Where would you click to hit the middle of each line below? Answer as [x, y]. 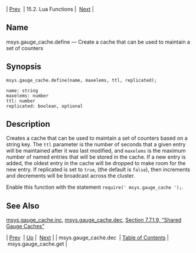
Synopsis [24, 67]
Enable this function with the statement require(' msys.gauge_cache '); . [95, 187]
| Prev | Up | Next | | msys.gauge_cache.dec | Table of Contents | [88, 238]
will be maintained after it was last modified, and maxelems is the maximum [96, 151]
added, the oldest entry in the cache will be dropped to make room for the [96, 163]
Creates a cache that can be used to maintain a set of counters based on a [97, 138]
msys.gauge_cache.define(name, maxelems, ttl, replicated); [82, 80]
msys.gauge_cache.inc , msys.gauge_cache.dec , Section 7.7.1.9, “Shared [94, 220]
